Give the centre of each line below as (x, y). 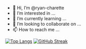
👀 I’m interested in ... (34, 13)
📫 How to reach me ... (36, 30)
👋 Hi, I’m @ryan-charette (38, 8)
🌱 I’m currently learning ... (39, 18)
